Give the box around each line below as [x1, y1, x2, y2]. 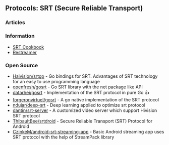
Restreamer [12, 49, 37, 55]
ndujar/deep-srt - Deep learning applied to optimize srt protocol [12, 102, 145, 108]
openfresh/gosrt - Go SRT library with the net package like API [12, 84, 143, 90]
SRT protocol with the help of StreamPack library [12, 134, 115, 140]
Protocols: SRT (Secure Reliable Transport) [5, 4, 143, 13]
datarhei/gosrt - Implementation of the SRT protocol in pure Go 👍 [12, 89, 150, 95]
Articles [5, 19, 25, 26]
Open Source [5, 62, 38, 69]
